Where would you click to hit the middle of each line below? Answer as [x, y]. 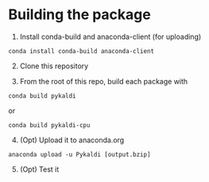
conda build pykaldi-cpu [49, 125]
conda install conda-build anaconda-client [81, 51]
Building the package [79, 15]
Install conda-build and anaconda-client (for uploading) [110, 37]
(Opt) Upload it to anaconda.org [72, 140]
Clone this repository [54, 66]
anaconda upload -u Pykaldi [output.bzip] [79, 154]
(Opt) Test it [39, 169]
